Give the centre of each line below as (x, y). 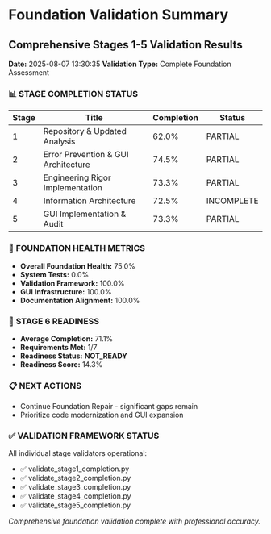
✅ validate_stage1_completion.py (75, 469)
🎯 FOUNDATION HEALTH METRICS (77, 248)
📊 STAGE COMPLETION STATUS (73, 94)
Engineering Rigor (77, 177)
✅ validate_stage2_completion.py (75, 478)
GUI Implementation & (85, 214)
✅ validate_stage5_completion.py (75, 505)
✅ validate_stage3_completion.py (75, 487)
